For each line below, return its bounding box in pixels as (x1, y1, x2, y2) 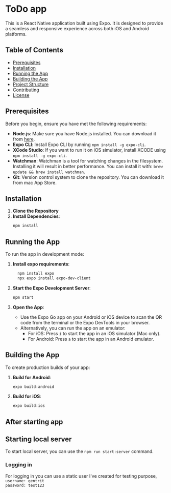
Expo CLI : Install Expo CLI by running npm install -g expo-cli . (12, 141, 146, 148)
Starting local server (5, 435, 72, 444)
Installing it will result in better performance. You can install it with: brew (12, 163, 163, 169)
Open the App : (12, 304, 44, 310)
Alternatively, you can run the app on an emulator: (20, 325, 126, 331)
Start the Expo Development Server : (12, 285, 91, 291)
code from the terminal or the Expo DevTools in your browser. (20, 319, 150, 325)
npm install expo (17, 271, 55, 276)
